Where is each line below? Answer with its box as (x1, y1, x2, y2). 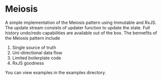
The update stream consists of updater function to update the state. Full (5, 24, 150, 30)
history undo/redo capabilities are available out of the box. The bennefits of (5, 30, 158, 36)
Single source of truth (12, 44, 56, 50)
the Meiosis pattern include (5, 35, 60, 41)
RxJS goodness (12, 60, 44, 66)
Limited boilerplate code (12, 55, 61, 60)
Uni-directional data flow (12, 50, 63, 56)
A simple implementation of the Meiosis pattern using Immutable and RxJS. (5, 20, 157, 25)
